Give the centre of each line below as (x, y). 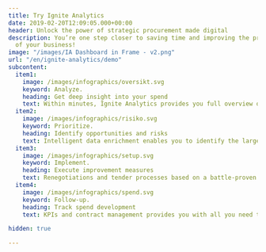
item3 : (26, 148)
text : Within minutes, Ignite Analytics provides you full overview (138, 104)
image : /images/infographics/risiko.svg (90, 119)
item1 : (26, 74)
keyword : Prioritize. (58, 126)
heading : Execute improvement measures (88, 170)
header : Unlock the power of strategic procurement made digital (118, 30)
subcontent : (28, 67)
